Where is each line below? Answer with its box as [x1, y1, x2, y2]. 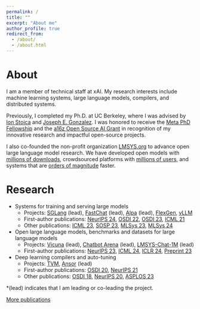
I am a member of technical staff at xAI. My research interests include [6, 87, 177, 95]
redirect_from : [6, 31, 44, 37]
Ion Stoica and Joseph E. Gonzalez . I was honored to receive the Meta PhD [6, 118, 191, 126]
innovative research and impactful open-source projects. [6, 131, 146, 138]
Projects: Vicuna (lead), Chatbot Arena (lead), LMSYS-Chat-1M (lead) [23, 241, 194, 248]
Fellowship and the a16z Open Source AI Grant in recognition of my [6, 125, 171, 132]
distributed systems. [6, 100, 57, 108]
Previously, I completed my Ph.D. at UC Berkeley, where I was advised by [6, 112, 186, 119]
